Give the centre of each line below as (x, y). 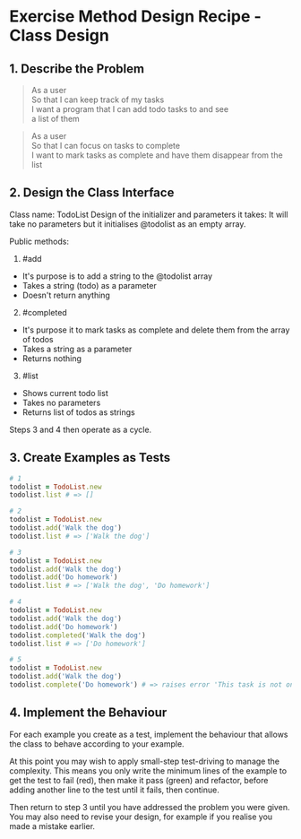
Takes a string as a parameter (77, 349)
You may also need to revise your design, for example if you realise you (141, 817)
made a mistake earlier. (52, 826)
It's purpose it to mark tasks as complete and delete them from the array (156, 330)
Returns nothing (52, 358)
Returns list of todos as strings (79, 412)
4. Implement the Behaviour (88, 713)
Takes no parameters (61, 402)
